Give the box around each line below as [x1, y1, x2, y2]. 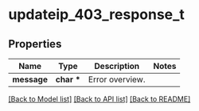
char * [55, 74, 81, 85]
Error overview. [88, 74, 146, 85]
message [12, 74, 48, 85]
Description [94, 61, 140, 71]
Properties [8, 37, 62, 51]
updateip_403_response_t [8, 6, 185, 24]
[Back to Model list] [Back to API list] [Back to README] [8, 94, 191, 104]
